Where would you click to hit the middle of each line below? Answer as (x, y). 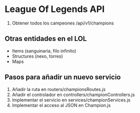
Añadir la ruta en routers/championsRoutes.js (59, 89)
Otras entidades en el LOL (46, 39)
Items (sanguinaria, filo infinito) (44, 50)
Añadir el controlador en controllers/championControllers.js (73, 94)
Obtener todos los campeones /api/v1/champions (63, 23)
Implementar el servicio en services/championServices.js (71, 100)
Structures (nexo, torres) (37, 56)
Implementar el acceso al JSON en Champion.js (61, 105)
